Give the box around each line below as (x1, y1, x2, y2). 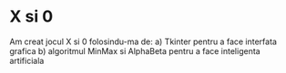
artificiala (9, 55, 45, 66)
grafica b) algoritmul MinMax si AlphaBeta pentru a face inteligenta (9, 45, 261, 56)
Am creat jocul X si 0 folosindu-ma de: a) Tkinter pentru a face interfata (9, 36, 278, 47)
